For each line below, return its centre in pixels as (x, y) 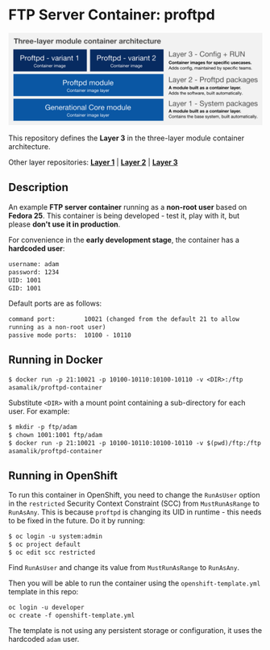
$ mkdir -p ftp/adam (43, 427)
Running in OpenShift (63, 476)
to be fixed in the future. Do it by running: (77, 521)
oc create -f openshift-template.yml (72, 616)
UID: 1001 (25, 280)
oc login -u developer (46, 608)
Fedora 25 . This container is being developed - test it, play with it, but (124, 215)
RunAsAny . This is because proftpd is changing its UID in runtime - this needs (135, 512)
